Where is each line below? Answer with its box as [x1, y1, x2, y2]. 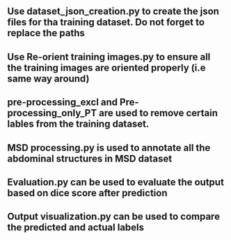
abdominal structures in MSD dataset [7, 152, 173, 164]
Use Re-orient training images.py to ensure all [7, 51, 211, 63]
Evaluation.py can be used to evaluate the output [7, 176, 225, 188]
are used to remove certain [98, 107, 218, 119]
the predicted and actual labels [7, 222, 145, 234]
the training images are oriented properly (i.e [7, 62, 206, 74]
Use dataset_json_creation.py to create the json [7, 6, 219, 17]
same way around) [7, 72, 90, 84]
